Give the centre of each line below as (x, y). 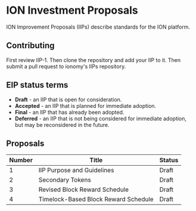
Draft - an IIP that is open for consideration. (68, 100)
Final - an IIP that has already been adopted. (69, 112)
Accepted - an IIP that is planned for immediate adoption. (85, 105)
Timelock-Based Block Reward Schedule (96, 199)
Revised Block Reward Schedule (84, 190)
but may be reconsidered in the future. (62, 125)
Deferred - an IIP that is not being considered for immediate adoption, (100, 118)
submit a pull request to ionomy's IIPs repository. (66, 66)
